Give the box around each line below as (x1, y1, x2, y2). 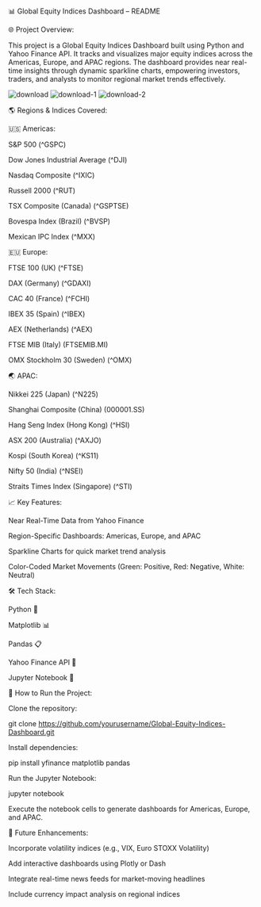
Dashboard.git (8, 728, 55, 737)
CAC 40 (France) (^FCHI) (8, 294, 90, 303)
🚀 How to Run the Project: (8, 688, 93, 698)
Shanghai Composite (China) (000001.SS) (8, 405, 145, 414)
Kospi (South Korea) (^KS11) (8, 451, 99, 460)
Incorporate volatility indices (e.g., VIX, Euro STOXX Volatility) (8, 844, 210, 852)
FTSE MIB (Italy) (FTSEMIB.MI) (8, 340, 109, 349)
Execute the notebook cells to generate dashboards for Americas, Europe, (8, 804, 251, 813)
